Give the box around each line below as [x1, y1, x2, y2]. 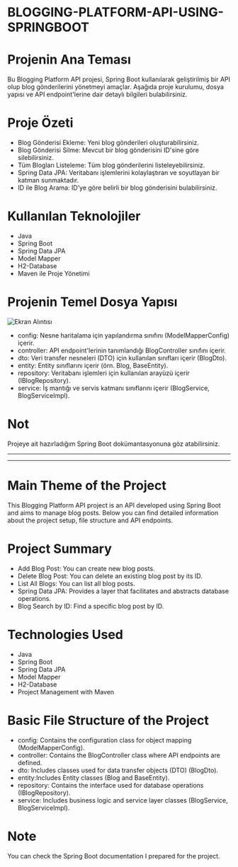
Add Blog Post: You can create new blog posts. [17, 564, 155, 573]
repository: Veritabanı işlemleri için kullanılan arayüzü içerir [17, 369, 190, 377]
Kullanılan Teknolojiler [7, 208, 141, 224]
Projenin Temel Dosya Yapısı [7, 294, 178, 310]
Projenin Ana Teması [7, 52, 131, 68]
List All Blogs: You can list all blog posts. [17, 579, 135, 587]
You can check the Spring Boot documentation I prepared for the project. [7, 851, 221, 860]
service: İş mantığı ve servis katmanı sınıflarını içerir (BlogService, [17, 384, 210, 392]
